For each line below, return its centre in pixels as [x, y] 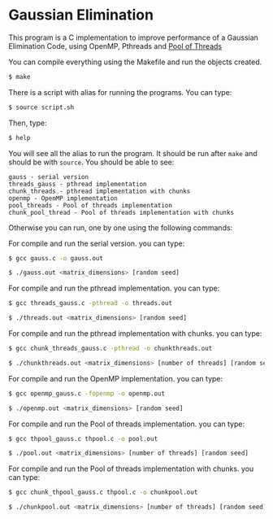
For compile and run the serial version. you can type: [97, 243]
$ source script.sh [41, 107]
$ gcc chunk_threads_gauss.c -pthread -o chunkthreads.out [110, 349]
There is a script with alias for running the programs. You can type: [120, 92]
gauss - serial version [49, 177]
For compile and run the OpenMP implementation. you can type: [116, 378]
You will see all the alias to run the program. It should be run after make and [133, 153]
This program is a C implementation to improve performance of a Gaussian [133, 37]
